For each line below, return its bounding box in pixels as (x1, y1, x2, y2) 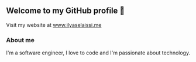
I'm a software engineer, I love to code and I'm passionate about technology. (6, 49, 191, 56)
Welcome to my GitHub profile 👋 (6, 6, 125, 16)
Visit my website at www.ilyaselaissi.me (6, 21, 102, 28)
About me (6, 36, 35, 44)
